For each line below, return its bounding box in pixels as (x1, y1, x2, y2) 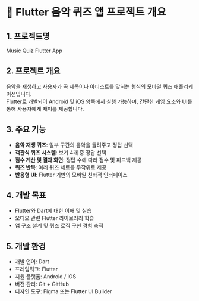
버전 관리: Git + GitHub (14, 281, 70, 288)
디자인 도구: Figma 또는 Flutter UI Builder (14, 288, 112, 295)
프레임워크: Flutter (14, 266, 58, 273)
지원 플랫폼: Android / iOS (14, 273, 77, 280)
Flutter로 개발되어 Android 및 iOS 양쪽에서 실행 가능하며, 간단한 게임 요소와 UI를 (6, 98, 192, 105)
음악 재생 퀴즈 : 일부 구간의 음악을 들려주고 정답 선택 (14, 141, 134, 148)
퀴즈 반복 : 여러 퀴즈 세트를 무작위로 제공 (14, 163, 107, 170)
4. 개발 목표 (6, 190, 46, 200)
